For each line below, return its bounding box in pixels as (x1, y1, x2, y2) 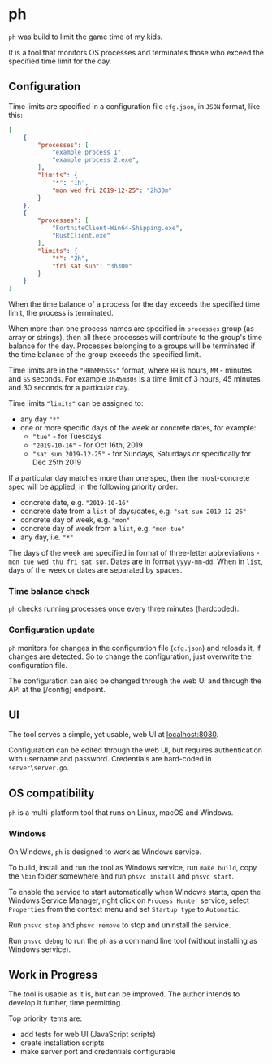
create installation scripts (19, 1038, 105, 1048)
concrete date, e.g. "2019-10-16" (19, 498, 130, 507)
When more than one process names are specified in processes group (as (8, 324, 254, 334)
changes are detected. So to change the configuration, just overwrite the (8, 652, 252, 661)
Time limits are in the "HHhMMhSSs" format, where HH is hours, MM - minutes (8, 365, 253, 375)
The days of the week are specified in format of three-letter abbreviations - (8, 548, 260, 557)
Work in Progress (8, 967, 98, 981)
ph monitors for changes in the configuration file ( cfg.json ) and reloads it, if (8, 643, 261, 652)
